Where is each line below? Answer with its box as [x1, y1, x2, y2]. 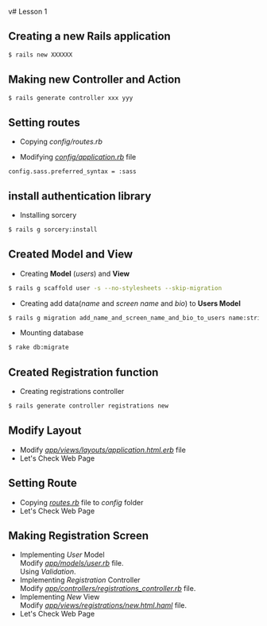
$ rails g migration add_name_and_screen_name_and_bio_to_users [8, 314, 226, 322]
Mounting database [19, 328, 84, 338]
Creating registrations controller [19, 387, 125, 396]
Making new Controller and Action [8, 73, 181, 87]
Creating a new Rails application [8, 29, 171, 43]
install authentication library [8, 189, 152, 203]
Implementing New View [19, 592, 100, 602]
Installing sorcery [19, 211, 77, 219]
